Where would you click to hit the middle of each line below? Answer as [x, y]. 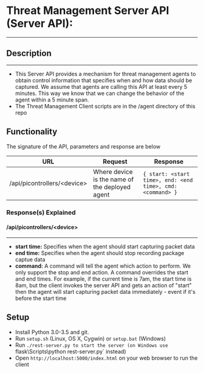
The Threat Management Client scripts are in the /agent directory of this [105, 106]
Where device [113, 172]
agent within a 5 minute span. [52, 99]
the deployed [112, 187]
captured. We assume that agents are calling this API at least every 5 [101, 86]
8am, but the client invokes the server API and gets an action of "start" [104, 285]
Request [115, 161]
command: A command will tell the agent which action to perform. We [103, 266]
